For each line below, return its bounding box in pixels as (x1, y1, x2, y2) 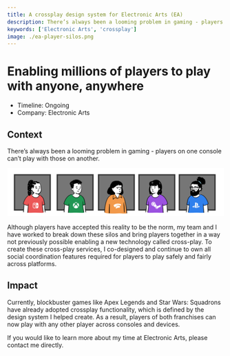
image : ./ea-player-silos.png (7, 33, 94, 40)
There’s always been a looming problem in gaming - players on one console (7, 147, 222, 155)
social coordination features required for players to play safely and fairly (7, 252, 211, 261)
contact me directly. (7, 341, 64, 349)
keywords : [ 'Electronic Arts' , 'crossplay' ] (7, 26, 137, 32)
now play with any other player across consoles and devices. (7, 320, 180, 328)
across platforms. (7, 259, 57, 268)
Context (7, 129, 43, 140)
